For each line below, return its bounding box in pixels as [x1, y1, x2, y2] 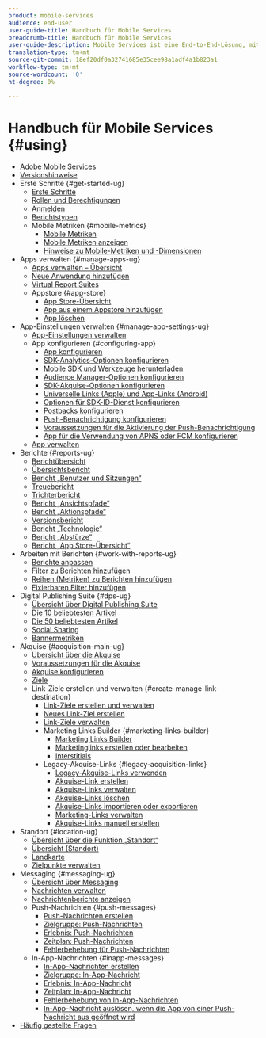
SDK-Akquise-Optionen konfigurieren [43, 381, 165, 391]
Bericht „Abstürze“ [31, 532, 93, 542]
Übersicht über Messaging [31, 877, 119, 887]
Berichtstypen [31, 212, 78, 222]
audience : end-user [8, 19, 73, 27]
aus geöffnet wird [77, 1012, 135, 1022]
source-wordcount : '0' [8, 71, 83, 78]
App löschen [43, 314, 85, 323]
